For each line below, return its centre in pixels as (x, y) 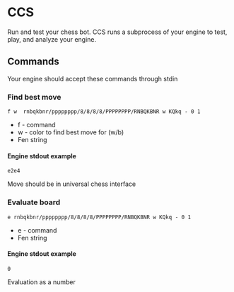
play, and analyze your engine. (52, 39)
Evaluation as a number (41, 282)
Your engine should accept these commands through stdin (93, 78)
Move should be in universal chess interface (72, 184)
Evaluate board (34, 202)
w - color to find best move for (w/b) (71, 132)
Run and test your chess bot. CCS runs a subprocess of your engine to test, (117, 32)
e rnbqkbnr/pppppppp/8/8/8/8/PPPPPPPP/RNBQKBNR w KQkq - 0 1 (99, 217)
